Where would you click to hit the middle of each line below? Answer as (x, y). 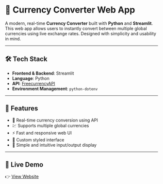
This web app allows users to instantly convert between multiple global (76, 28)
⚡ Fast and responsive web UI (42, 133)
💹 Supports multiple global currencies (50, 125)
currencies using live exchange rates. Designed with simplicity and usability (81, 33)
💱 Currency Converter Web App (70, 10)
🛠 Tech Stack (26, 59)
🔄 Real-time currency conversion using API (55, 120)
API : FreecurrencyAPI (33, 83)
